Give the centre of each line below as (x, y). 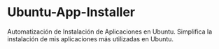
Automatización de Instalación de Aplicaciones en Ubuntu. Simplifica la (110, 31)
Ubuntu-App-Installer (71, 12)
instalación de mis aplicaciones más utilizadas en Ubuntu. (90, 38)
